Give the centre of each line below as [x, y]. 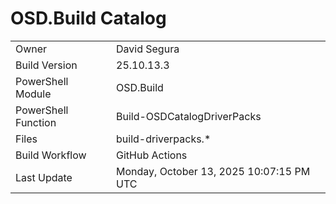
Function [36, 122]
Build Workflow [51, 155]
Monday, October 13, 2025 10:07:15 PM [213, 171]
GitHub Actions [152, 155]
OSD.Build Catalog [88, 18]
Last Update [44, 177]
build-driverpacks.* [164, 139]
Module [33, 94]
